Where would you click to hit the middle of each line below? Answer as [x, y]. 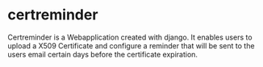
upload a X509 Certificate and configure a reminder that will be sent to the [131, 45]
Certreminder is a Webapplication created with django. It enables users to [130, 37]
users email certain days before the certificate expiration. [103, 54]
